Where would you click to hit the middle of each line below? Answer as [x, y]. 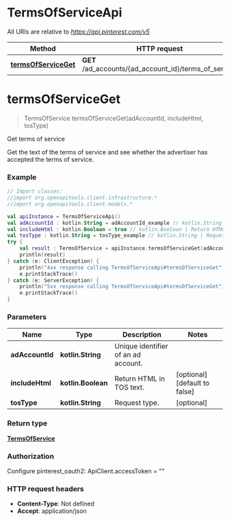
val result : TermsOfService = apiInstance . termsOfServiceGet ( [112, 248]
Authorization [31, 456]
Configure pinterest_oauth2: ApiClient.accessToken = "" [86, 471]
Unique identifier [141, 346]
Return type [27, 423]
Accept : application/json [52, 511]
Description [142, 335]
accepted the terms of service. [51, 159]
